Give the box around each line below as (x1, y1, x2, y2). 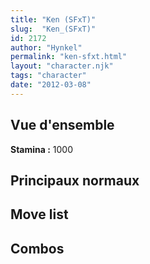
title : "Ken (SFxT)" (10, 14, 97, 25)
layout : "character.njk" (10, 61, 114, 71)
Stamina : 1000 (10, 143, 74, 155)
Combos (10, 240, 65, 257)
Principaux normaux (10, 172, 140, 189)
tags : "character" (10, 71, 87, 81)
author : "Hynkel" (10, 42, 83, 53)
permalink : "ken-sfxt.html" (10, 52, 128, 62)
